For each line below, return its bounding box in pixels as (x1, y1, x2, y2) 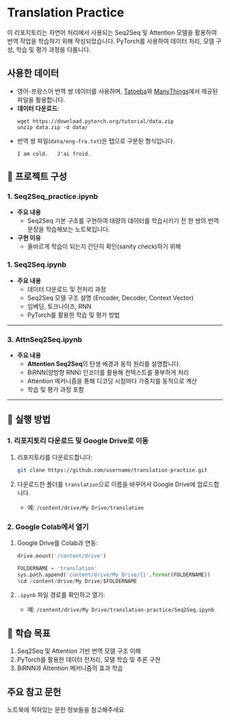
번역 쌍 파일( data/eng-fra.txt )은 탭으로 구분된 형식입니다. (16, 136, 175, 145)
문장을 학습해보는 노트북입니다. (27, 225, 110, 234)
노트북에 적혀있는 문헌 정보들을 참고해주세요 (7, 706, 125, 714)
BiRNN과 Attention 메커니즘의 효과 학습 (16, 664, 123, 673)
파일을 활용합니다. (16, 95, 65, 104)
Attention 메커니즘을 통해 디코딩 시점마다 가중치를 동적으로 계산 (27, 377, 197, 385)
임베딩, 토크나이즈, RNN (27, 302, 92, 310)
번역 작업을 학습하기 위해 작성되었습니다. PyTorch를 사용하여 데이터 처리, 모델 (7, 36, 214, 45)
